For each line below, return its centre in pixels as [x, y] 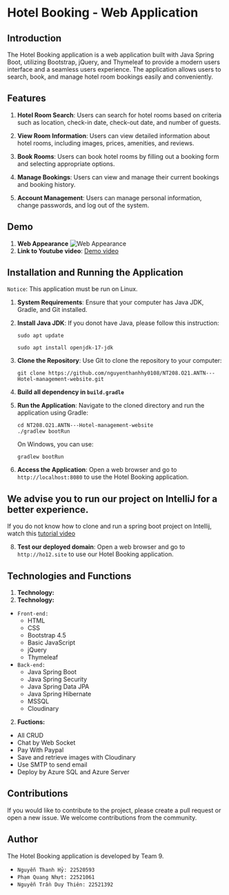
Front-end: [33, 614]
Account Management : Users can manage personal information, [109, 197]
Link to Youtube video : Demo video [68, 250]
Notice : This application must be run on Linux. [72, 289]
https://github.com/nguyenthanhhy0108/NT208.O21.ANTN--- [131, 373]
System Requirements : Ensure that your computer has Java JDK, [110, 302]
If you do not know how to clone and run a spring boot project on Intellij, [109, 527]
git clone [31, 373]
